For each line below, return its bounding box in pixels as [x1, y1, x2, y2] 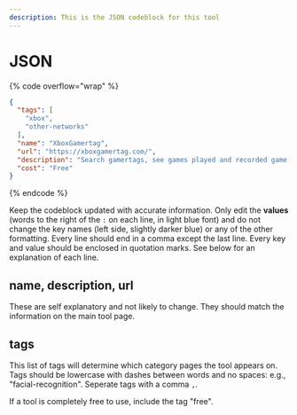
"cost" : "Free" [17, 163, 74, 173]
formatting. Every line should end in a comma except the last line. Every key [9, 233, 286, 244]
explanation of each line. [9, 252, 99, 262]
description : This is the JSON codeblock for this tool [9, 12, 220, 22]
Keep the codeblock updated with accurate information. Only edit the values [9, 205, 289, 215]
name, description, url [9, 278, 135, 293]
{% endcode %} [9, 188, 68, 199]
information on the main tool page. [9, 311, 136, 322]
